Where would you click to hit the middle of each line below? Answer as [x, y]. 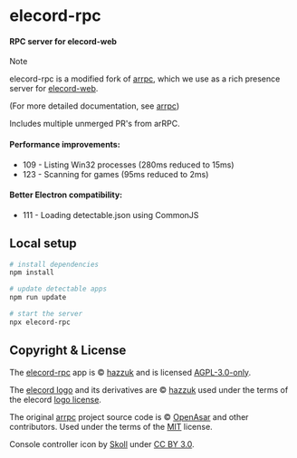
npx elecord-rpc [40, 322]
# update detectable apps [58, 289]
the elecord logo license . [56, 399]
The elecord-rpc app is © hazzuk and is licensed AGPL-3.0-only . [130, 372]
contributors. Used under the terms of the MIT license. [111, 426]
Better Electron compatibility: [66, 195]
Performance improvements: [65, 144]
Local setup [43, 244]
